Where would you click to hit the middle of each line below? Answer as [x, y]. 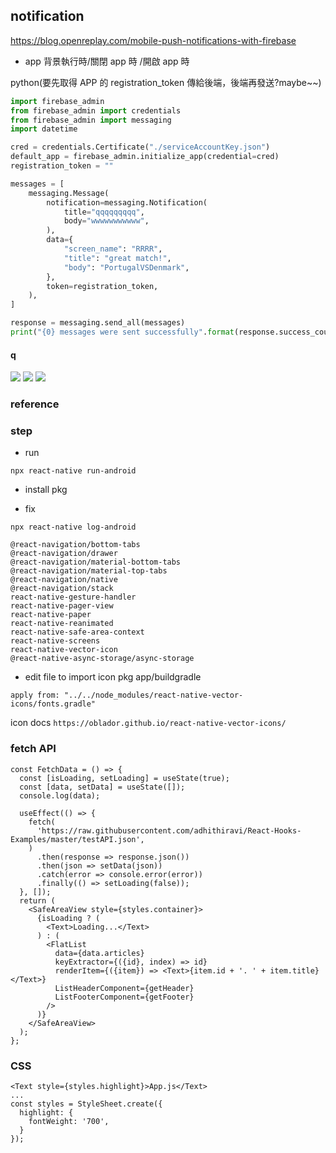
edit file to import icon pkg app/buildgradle [113, 677]
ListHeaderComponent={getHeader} [124, 988]
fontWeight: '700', [69, 1121]
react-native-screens [55, 641]
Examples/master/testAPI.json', [77, 839]
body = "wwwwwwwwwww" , [106, 221]
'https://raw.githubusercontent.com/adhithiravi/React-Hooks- [169, 830]
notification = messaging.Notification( [127, 202]
